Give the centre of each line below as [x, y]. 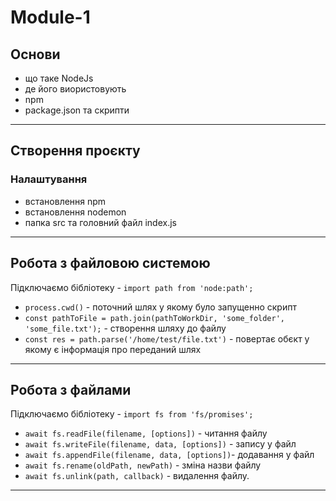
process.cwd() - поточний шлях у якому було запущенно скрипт [160, 307]
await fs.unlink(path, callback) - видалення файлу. [137, 476]
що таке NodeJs [59, 78]
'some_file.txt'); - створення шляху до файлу [125, 328]
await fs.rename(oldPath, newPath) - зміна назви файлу [143, 465]
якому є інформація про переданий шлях [113, 349]
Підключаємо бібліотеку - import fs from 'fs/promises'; [132, 414]
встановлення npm [65, 201]
